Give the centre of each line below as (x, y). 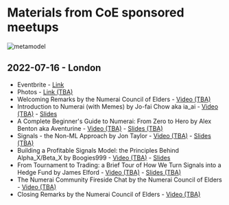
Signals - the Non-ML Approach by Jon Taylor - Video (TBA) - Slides (114, 136)
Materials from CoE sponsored (96, 13)
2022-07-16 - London (54, 68)
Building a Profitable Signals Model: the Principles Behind (98, 150)
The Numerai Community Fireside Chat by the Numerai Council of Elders (120, 180)
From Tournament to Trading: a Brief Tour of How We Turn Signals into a (119, 165)
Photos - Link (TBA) (45, 91)
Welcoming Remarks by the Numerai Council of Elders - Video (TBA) (114, 99)
